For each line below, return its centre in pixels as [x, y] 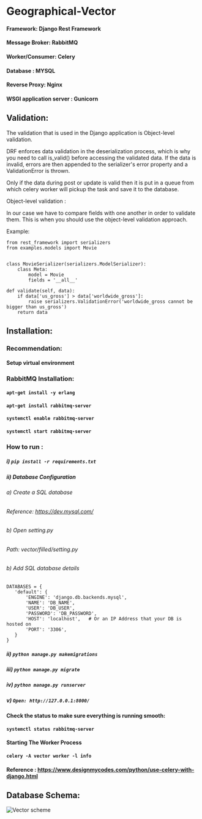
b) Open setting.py [30, 530]
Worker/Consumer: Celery [41, 56]
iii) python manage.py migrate [43, 669]
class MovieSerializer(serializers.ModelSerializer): [77, 264]
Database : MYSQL [31, 70]
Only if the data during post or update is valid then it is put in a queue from [100, 183]
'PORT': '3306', [46, 630]
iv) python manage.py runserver [46, 685]
